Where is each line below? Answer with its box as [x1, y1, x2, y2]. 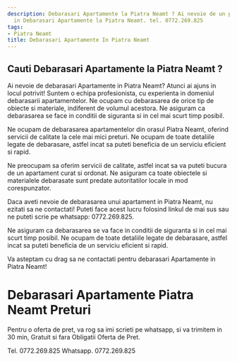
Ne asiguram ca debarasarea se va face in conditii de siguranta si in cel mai [7, 226, 227, 234]
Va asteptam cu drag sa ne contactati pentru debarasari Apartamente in [7, 255, 217, 263]
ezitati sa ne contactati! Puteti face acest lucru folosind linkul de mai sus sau [7, 205, 229, 213]
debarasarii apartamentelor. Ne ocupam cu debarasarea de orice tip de [7, 96, 214, 104]
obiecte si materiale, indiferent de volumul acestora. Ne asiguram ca [7, 104, 206, 112]
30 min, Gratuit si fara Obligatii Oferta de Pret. [7, 332, 141, 341]
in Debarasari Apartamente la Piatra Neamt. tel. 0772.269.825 [13, 17, 203, 24]
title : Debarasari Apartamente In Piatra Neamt [7, 37, 150, 44]
